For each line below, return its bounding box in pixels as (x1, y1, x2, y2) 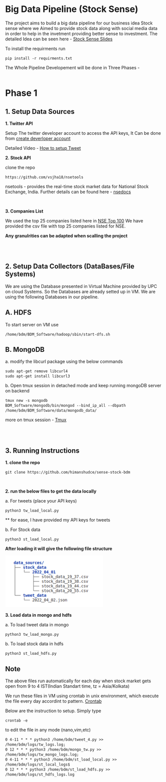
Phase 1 (5, 87, 37, 99)
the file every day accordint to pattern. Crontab (5, 698, 102, 704)
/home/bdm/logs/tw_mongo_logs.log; (5, 752, 79, 757)
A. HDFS (5, 308, 31, 317)
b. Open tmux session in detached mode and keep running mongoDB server (5, 383, 162, 389)
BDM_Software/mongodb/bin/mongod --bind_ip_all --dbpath (5, 403, 126, 408)
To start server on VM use (5, 321, 59, 327)
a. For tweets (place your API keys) (5, 498, 77, 504)
